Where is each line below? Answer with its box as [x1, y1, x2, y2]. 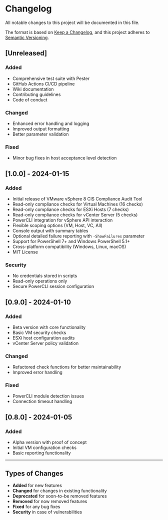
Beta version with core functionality [12, 324, 86, 330]
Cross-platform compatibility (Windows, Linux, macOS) [12, 243, 126, 249]
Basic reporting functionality [12, 450, 71, 456]
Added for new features [12, 482, 62, 488]
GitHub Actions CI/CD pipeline [12, 80, 75, 86]
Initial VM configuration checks [12, 444, 76, 450]
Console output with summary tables [12, 227, 88, 233]
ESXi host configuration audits [12, 334, 75, 340]
